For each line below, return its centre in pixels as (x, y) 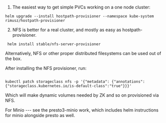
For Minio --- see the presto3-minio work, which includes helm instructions (82, 110)
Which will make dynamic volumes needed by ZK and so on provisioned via (82, 95)
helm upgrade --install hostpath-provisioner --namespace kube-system (80, 16)
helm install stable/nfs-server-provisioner (54, 44)
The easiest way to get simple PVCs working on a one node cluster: (81, 7)
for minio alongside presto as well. (40, 115)
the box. (14, 59)
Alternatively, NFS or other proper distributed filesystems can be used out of (83, 53)
